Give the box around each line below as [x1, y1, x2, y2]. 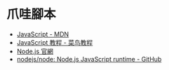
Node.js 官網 [16, 47, 54, 55]
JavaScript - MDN [16, 29, 69, 38]
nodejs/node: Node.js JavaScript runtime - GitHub [16, 55, 162, 63]
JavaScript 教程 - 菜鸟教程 [16, 38, 93, 46]
